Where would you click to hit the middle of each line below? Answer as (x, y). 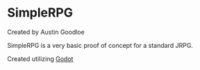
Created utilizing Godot (40, 59)
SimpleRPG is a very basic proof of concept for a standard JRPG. (100, 45)
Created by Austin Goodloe (46, 32)
